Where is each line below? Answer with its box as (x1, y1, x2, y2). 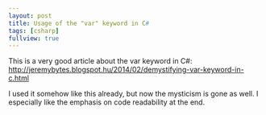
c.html (8, 73, 30, 83)
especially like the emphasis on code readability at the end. (8, 97, 206, 107)
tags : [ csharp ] (8, 27, 60, 35)
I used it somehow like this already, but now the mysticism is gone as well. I (8, 89, 259, 99)
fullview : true (8, 34, 60, 43)
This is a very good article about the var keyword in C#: (8, 56, 193, 66)
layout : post (8, 11, 52, 20)
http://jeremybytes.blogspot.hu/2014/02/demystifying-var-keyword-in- (8, 65, 244, 75)
